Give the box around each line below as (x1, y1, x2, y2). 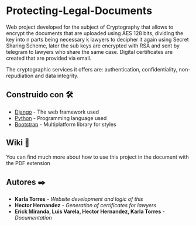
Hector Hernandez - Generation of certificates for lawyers (14, 202, 157, 209)
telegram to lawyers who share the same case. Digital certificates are (6, 48, 173, 55)
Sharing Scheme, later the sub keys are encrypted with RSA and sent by (6, 42, 180, 49)
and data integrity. (35, 72, 79, 79)
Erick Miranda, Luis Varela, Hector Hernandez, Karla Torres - (14, 208, 165, 215)
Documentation (14, 214, 52, 221)
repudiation (6, 72, 34, 79)
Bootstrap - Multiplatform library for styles (14, 121, 116, 128)
